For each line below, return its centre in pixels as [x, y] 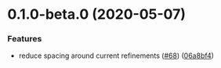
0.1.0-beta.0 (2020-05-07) [96, 14]
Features [25, 39]
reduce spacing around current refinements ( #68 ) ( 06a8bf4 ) [116, 55]
